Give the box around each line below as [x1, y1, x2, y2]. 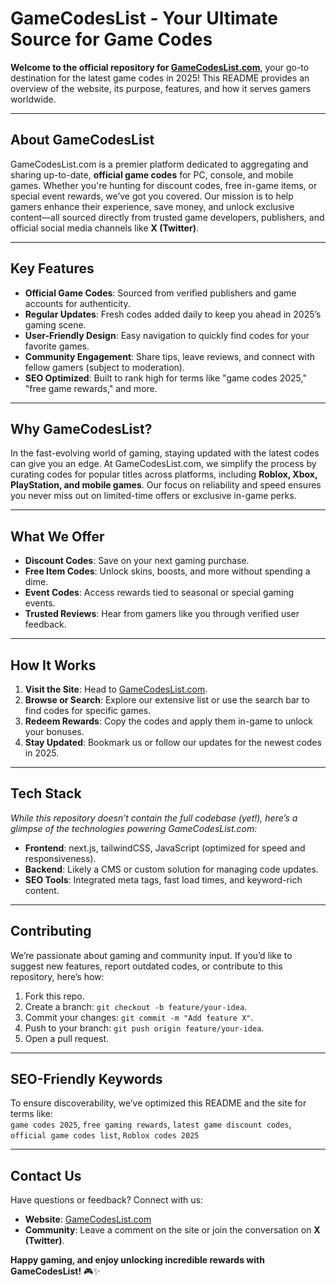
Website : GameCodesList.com [24, 1213, 152, 1226]
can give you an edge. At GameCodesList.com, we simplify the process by [10, 458, 317, 470]
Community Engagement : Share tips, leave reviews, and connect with [24, 350, 316, 362]
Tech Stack [10, 785, 82, 802]
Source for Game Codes [10, 28, 213, 51]
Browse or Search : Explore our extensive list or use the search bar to [24, 694, 310, 706]
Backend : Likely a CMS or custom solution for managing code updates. [24, 863, 319, 875]
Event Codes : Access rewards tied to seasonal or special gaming [24, 587, 295, 599]
